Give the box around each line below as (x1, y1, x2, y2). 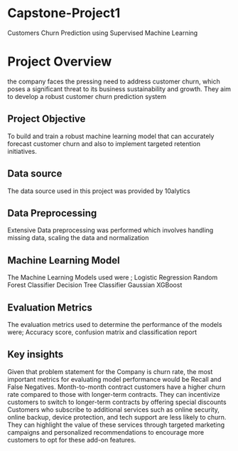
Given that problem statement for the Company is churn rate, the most (7, 367, 213, 375)
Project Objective (7, 113, 86, 125)
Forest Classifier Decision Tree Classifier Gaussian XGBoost (7, 281, 183, 289)
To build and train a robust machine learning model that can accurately (7, 132, 215, 140)
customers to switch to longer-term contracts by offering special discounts (7, 398, 227, 406)
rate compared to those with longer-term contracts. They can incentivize (7, 390, 220, 398)
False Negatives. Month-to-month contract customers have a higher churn (7, 383, 226, 391)
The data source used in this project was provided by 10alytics (7, 187, 190, 195)
